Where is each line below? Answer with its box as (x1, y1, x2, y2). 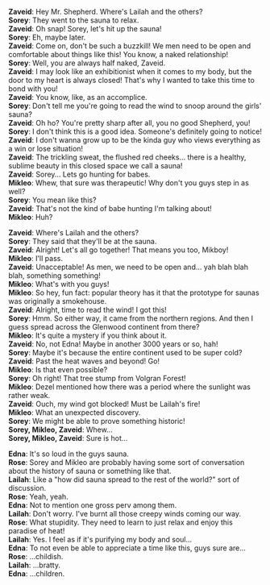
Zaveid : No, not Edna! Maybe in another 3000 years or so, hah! (8, 339, 218, 349)
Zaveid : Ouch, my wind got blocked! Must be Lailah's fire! (8, 399, 201, 409)
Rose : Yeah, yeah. (8, 492, 69, 501)
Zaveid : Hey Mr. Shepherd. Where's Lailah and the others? (8, 7, 203, 16)
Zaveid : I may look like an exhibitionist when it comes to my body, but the (8, 67, 252, 76)
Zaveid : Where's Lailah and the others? (8, 228, 139, 237)
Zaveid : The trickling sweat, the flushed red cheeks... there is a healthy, (8, 152, 247, 162)
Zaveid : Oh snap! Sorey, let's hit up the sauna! (8, 24, 163, 33)
